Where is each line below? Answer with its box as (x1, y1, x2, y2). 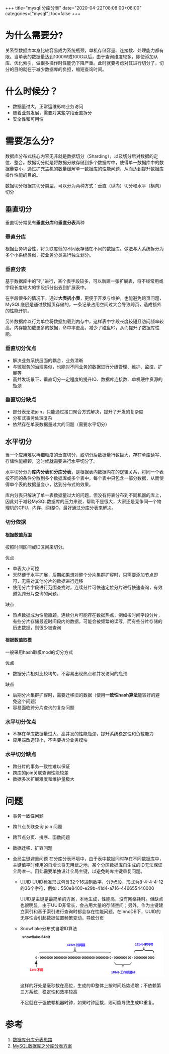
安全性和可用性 (12, 116, 44, 122)
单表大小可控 (12, 565, 39, 571)
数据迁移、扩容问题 (12, 845, 53, 851)
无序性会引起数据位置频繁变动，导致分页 (20, 915, 104, 921)
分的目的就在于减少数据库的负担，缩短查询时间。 (5, 66, 107, 72)
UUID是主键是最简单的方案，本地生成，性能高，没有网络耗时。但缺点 (20, 896, 163, 902)
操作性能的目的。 (5, 172, 41, 178)
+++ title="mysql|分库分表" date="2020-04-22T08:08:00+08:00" (5, 5, 142, 11)
